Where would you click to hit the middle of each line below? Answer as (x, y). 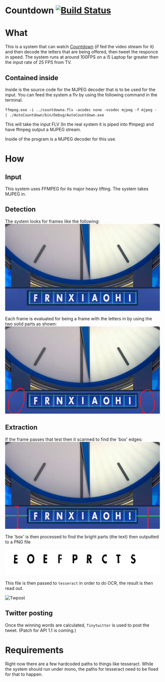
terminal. (14, 100)
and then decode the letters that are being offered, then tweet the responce (82, 52)
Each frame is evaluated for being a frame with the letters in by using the (79, 319)
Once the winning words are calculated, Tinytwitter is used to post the (77, 625)
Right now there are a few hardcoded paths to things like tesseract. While (79, 664)
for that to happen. (24, 674)
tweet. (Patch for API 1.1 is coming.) (41, 630)
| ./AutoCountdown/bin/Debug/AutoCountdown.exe (55, 115)
